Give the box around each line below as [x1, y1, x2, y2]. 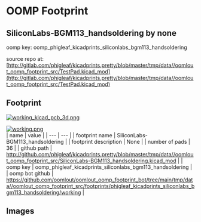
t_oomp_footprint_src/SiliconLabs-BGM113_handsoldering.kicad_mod [6, 157, 176, 164]
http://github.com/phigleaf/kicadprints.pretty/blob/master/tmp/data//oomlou [6, 150, 194, 158]
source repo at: [6, 55, 44, 62]
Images [6, 206, 35, 216]
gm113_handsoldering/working [6, 189, 81, 196]
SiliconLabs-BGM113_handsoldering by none [6, 28, 176, 38]
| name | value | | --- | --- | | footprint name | [6, 131, 116, 138]
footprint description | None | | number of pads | [71, 138, 190, 145]
